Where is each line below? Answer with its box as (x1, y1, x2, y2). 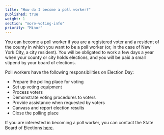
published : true (5, 12, 38, 17)
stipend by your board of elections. (5, 60, 76, 66)
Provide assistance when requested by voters (12, 100, 105, 106)
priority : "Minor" (5, 26, 43, 30)
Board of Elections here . (5, 125, 54, 131)
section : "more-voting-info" (5, 21, 65, 26)
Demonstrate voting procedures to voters (12, 94, 96, 101)
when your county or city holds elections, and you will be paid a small (5, 54, 146, 60)
